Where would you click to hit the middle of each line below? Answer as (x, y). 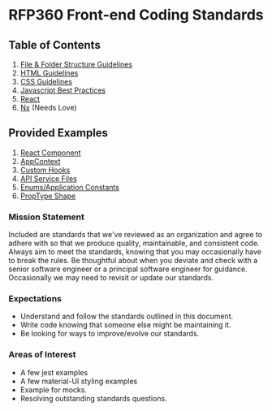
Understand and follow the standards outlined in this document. (127, 316)
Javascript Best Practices (63, 90)
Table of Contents (55, 45)
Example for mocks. (54, 389)
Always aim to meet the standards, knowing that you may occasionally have (135, 252)
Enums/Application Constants (70, 187)
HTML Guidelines (49, 73)
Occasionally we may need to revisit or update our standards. (111, 278)
